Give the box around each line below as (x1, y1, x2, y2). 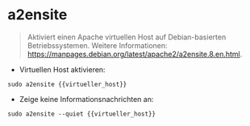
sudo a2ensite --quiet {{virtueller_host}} (7, 110, 156, 118)
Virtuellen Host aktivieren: (19, 64, 106, 74)
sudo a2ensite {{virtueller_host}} (7, 80, 127, 88)
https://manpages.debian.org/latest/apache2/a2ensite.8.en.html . (27, 49, 243, 59)
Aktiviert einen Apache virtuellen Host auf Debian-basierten (27, 32, 227, 42)
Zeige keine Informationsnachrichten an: (19, 94, 154, 104)
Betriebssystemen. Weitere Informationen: (27, 40, 168, 50)
